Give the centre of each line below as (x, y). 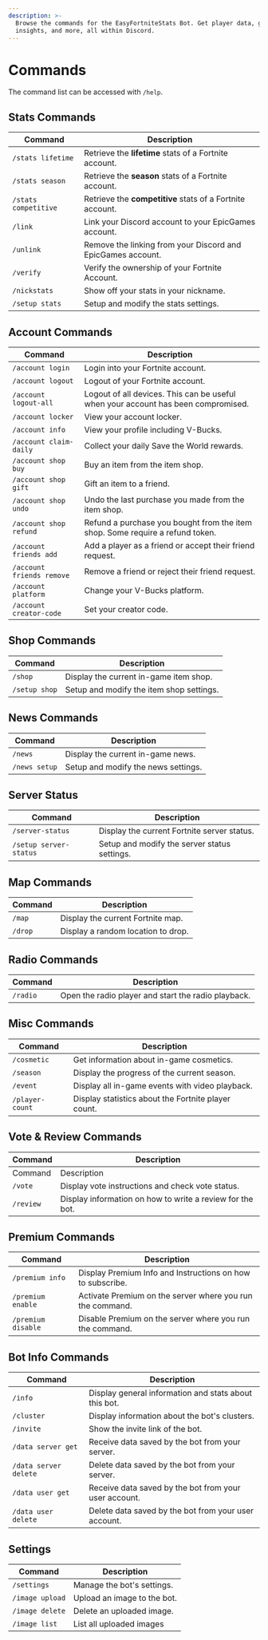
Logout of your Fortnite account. (145, 381)
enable (25, 1305)
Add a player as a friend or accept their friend (169, 545)
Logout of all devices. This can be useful (160, 393)
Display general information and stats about (171, 1393)
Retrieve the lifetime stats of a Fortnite (156, 153)
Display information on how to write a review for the (157, 1199)
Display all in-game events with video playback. (163, 1085)
